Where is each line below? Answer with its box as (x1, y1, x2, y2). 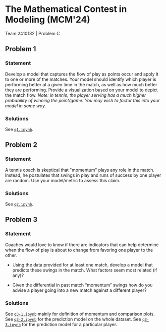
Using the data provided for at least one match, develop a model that (12, 262, 153, 267)
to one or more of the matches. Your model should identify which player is (5, 76, 157, 82)
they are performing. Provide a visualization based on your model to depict (5, 87, 158, 93)
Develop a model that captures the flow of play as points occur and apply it (5, 71, 159, 77)
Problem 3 (5, 215, 38, 224)
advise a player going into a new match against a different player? (12, 287, 147, 293)
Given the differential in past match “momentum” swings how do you (12, 282, 153, 288)
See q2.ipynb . (5, 201, 34, 207)
